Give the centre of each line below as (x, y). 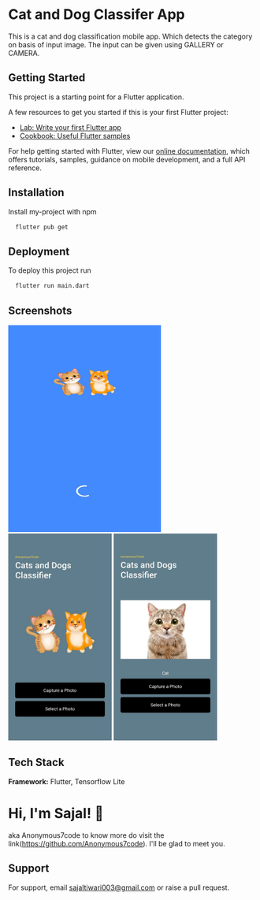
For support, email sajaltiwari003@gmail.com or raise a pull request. (119, 887)
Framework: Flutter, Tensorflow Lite (67, 781)
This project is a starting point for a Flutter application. (96, 97)
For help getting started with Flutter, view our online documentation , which (129, 151)
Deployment (39, 251)
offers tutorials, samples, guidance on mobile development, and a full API (127, 159)
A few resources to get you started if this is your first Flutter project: (118, 112)
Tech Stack (36, 762)
